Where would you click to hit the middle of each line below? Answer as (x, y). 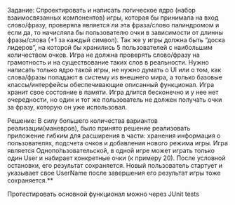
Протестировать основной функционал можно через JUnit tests (103, 194)
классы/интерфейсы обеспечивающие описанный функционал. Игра (111, 85)
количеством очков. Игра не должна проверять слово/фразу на (103, 55)
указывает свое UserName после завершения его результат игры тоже (114, 173)
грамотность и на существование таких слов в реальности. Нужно (108, 62)
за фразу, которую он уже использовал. (67, 107)
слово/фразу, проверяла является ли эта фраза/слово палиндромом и (113, 25)
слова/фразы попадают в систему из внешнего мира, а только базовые (115, 77)
